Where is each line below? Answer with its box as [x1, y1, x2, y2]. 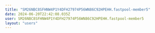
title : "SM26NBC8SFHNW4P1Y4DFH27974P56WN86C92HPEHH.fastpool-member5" [5, 7, 151, 12]
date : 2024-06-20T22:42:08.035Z [5, 12, 70, 16]
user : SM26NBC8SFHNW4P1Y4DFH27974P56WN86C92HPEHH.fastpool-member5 [5, 16, 144, 21]
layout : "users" [5, 20, 38, 26]
